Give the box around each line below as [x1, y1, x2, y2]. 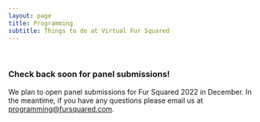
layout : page [8, 11, 52, 20]
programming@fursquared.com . [8, 104, 114, 113]
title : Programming [8, 19, 74, 27]
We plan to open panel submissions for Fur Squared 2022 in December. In [8, 87, 252, 96]
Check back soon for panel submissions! [8, 69, 170, 80]
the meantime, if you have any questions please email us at [8, 96, 204, 105]
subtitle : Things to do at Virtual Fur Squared [8, 26, 170, 35]
